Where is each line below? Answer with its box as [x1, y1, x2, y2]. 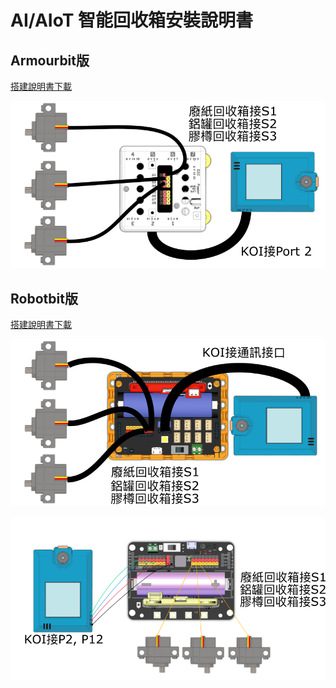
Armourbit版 [10, 52, 90, 69]
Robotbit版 [10, 290, 78, 307]
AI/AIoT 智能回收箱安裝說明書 [10, 9, 254, 32]
